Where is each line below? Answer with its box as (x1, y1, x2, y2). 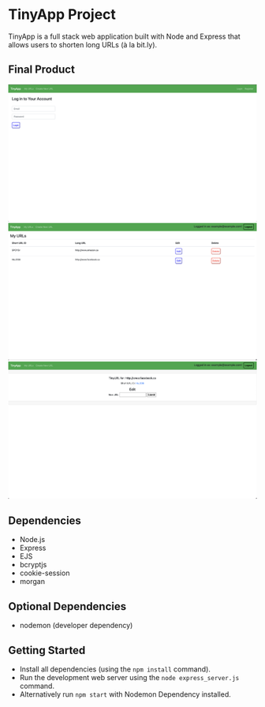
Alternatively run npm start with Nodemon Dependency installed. (19, 689, 231, 699)
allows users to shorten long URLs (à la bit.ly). (8, 39, 158, 49)
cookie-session (19, 568, 70, 578)
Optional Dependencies (8, 600, 127, 613)
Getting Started (8, 643, 86, 656)
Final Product (8, 63, 75, 77)
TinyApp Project (8, 6, 117, 24)
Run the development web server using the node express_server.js (19, 672, 240, 682)
